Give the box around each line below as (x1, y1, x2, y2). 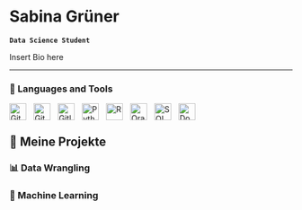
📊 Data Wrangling (9, 162, 91, 174)
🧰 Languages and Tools (9, 83, 113, 95)
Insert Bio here (9, 51, 65, 62)
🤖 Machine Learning (9, 189, 99, 202)
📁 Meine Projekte (9, 135, 106, 150)
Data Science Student (9, 36, 91, 45)
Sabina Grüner (9, 6, 120, 27)
